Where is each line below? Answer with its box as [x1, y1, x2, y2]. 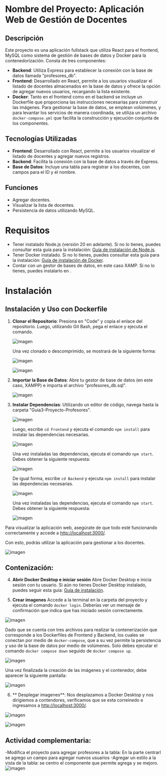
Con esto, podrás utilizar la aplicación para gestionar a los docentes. [5, 539, 145, 545]
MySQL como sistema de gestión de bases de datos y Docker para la [5, 52, 146, 58]
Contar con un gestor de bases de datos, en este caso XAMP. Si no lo [12, 262, 155, 268]
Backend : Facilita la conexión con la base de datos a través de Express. [12, 158, 159, 164]
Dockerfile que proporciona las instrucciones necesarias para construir [12, 99, 158, 105]
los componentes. [12, 121, 50, 126]
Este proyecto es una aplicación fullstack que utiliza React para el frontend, [5, 47, 159, 53]
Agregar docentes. [12, 197, 51, 203]
